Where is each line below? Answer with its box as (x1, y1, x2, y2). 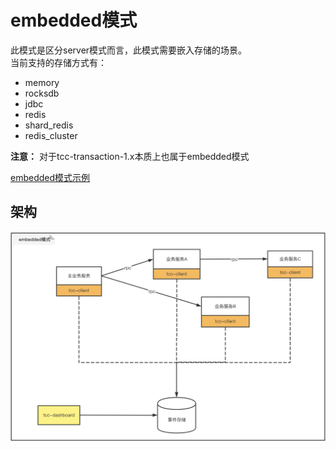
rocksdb (24, 87, 60, 99)
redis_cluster (24, 129, 78, 141)
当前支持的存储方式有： (10, 56, 107, 68)
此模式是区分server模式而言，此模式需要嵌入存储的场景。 (10, 44, 248, 56)
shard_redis (24, 119, 74, 131)
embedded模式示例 (10, 171, 91, 183)
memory (24, 76, 60, 88)
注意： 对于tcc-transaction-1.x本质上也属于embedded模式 (10, 150, 250, 162)
